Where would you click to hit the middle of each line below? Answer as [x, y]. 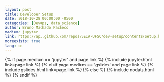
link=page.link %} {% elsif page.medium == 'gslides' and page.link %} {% [79, 65]
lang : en [14, 46]
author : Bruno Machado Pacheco [37, 28]
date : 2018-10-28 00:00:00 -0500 [39, 18]
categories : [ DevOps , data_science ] [42, 23]
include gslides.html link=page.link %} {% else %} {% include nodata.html [80, 70]
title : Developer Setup [29, 14]
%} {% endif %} [21, 75]
